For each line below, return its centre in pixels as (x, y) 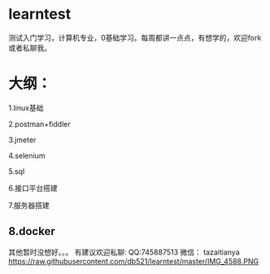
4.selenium (27, 155)
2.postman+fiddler (39, 124)
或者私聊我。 (30, 48)
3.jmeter (22, 140)
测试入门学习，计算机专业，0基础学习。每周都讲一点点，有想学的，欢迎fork (135, 37)
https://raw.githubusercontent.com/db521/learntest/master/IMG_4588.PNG (133, 261)
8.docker (32, 231)
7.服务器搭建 (29, 205)
